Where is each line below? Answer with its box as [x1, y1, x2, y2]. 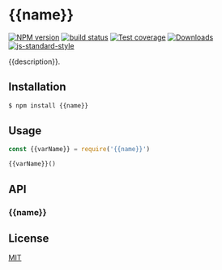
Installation [8, 80, 66, 94]
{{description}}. [8, 57, 61, 66]
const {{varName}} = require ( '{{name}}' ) [8, 146, 151, 154]
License [8, 231, 49, 245]
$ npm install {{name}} [8, 101, 89, 110]
